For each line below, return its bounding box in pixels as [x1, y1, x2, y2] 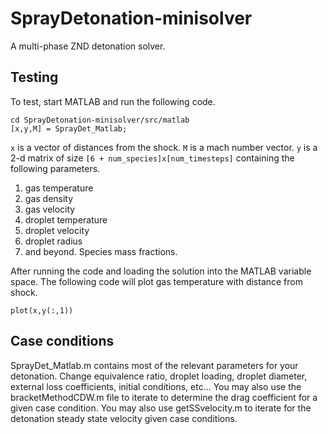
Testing [10, 69, 59, 86]
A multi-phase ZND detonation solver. [10, 40, 166, 52]
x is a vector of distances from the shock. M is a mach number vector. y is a [10, 141, 318, 153]
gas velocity [24, 203, 76, 215]
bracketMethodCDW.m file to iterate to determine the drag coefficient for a [10, 391, 318, 403]
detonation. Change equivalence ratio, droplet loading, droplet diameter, [10, 370, 308, 382]
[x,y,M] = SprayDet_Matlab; [10, 123, 128, 134]
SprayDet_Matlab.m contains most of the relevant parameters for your [10, 359, 299, 371]
